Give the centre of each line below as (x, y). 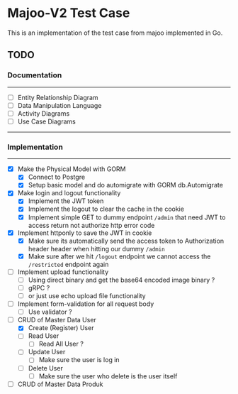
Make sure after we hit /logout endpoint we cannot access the (119, 256)
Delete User (46, 368)
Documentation (35, 75)
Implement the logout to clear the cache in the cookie (106, 209)
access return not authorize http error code (91, 225)
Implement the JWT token (66, 201)
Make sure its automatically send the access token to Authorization (126, 241)
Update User (47, 352)
